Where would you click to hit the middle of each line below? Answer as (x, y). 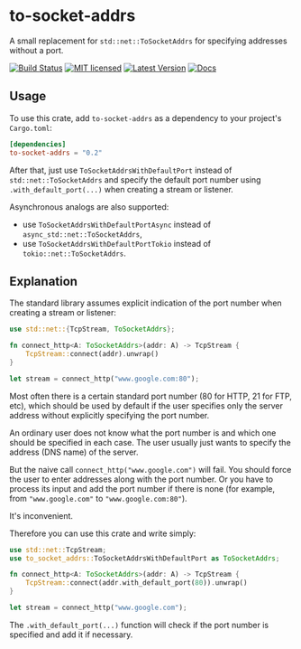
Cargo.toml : (31, 127)
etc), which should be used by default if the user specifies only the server (146, 405)
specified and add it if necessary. (71, 635)
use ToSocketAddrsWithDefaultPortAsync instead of (117, 224)
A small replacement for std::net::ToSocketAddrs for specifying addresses (148, 41)
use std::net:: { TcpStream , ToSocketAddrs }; (92, 329)
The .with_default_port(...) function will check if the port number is (139, 625)
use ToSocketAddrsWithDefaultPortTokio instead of (117, 243)
